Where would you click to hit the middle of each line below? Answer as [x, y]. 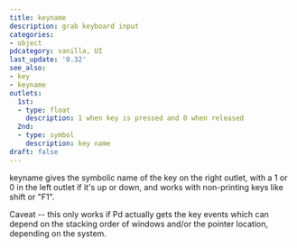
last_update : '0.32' [48, 60]
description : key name [68, 143]
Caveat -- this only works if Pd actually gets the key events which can [139, 214]
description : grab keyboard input [74, 26]
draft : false [34, 152]
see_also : [28, 69]
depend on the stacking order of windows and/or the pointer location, [139, 224]
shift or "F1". [32, 197]
